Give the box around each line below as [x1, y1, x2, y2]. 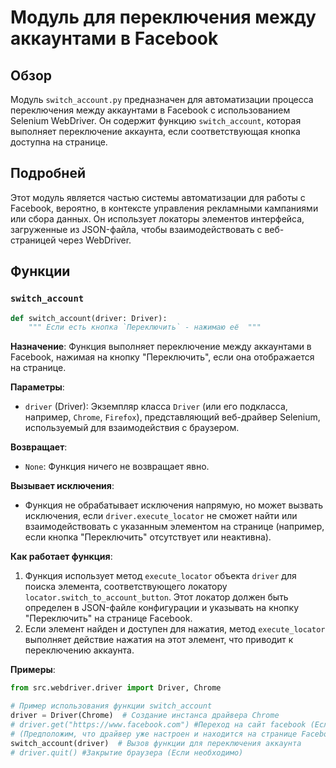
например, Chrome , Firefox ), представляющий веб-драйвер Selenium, [24, 411, 321, 423]
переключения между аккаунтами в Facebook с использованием [10, 104, 291, 116]
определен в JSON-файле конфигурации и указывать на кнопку [24, 602, 300, 614]
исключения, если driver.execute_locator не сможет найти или [24, 510, 298, 522]
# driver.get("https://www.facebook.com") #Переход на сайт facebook [10, 719, 307, 730]
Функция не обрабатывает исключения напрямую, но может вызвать [24, 499, 324, 511]
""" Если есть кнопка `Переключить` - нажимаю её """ [28, 322, 262, 333]
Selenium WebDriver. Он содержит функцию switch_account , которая [10, 115, 302, 126]
